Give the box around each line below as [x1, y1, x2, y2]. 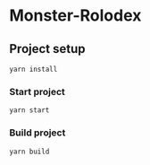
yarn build [9, 147, 50, 156]
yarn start [9, 106, 50, 115]
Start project [9, 85, 65, 98]
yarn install [9, 65, 58, 74]
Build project [9, 126, 66, 139]
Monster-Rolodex [9, 5, 142, 26]
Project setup [9, 41, 87, 56]
